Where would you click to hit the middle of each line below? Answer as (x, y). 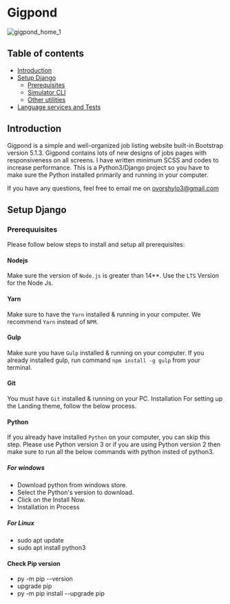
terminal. (20, 367)
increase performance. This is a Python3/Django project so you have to (108, 167)
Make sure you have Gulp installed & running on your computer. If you (106, 352)
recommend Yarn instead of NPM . (53, 321)
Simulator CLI (46, 92)
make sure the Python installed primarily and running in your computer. (108, 175)
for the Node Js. (30, 283)
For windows (26, 467)
